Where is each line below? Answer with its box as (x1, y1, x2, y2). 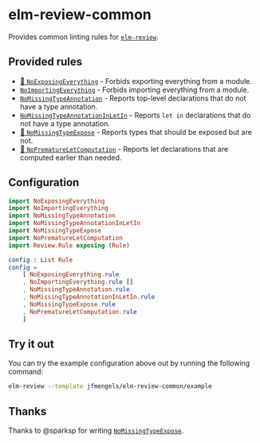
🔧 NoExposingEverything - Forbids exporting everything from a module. (19, 76, 253, 85)
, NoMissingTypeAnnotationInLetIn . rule (22, 293, 156, 301)
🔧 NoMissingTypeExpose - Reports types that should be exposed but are (19, 127, 253, 136)
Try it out (8, 337, 54, 350)
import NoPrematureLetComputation (8, 234, 124, 242)
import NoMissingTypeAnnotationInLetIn (8, 220, 141, 227)
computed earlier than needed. (19, 152, 122, 162)
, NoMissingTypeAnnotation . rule (22, 286, 130, 294)
